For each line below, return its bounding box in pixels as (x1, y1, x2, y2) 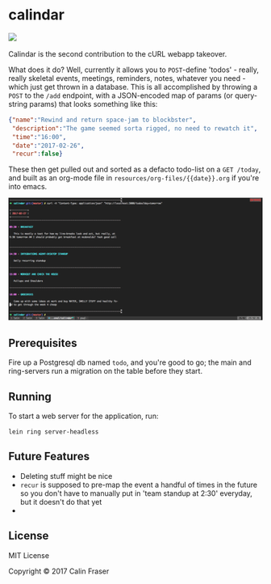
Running (8, 390, 52, 404)
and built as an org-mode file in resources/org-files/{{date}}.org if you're (8, 173, 260, 183)
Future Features (8, 450, 90, 463)
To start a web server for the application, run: (8, 411, 159, 421)
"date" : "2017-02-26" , (11, 142, 85, 150)
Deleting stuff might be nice (19, 471, 113, 480)
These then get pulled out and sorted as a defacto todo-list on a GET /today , (8, 164, 261, 175)
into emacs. (8, 182, 48, 192)
